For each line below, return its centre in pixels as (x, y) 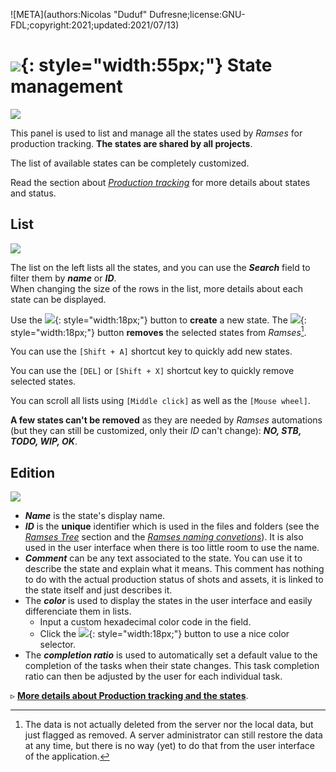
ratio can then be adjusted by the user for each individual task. (153, 676)
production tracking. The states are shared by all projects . (131, 143)
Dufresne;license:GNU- (197, 14)
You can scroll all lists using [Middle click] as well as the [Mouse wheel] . (160, 401)
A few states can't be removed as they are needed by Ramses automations (166, 420)
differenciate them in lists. (78, 611)
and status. (33, 193)
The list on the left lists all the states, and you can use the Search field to (160, 267)
